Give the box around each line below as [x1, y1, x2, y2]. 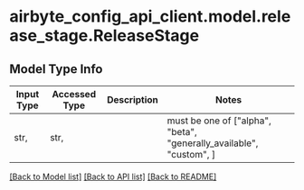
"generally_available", [166, 137, 259, 149]
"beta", [166, 126, 197, 138]
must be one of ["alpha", [166, 114, 271, 127]
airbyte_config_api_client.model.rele [9, 6, 291, 27]
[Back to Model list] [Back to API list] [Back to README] [9, 171, 217, 182]
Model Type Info [9, 61, 103, 77]
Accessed [52, 88, 97, 100]
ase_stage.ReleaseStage [9, 25, 200, 46]
